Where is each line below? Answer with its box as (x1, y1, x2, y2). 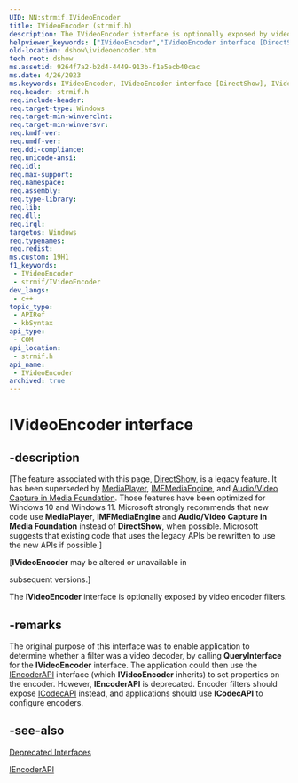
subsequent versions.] (9, 574, 91, 585)
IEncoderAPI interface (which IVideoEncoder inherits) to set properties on (9, 668, 280, 680)
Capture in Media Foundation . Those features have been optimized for (9, 492, 266, 503)
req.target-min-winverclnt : (9, 112, 114, 121)
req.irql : (9, 220, 46, 228)
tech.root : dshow (9, 54, 74, 63)
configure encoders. (9, 697, 84, 707)
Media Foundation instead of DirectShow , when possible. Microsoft (9, 521, 259, 531)
